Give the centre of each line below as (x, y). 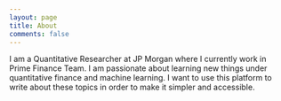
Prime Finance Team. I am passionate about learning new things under (138, 68)
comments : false (39, 34)
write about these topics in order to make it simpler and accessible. (132, 87)
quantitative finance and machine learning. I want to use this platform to (141, 78)
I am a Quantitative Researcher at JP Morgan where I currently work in (138, 59)
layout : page (33, 17)
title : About (33, 26)
